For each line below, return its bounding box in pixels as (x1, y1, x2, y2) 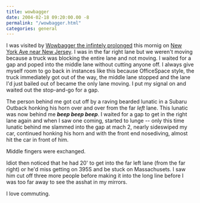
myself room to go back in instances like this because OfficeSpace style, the (6, 67, 195, 75)
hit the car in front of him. (6, 136, 69, 144)
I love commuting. (6, 190, 50, 198)
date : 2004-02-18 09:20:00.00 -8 (6, 14, 90, 20)
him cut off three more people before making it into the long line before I (6, 172, 184, 180)
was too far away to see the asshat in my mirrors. (6, 178, 128, 186)
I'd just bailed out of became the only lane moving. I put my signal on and (6, 80, 186, 87)
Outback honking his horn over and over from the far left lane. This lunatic (6, 104, 188, 111)
